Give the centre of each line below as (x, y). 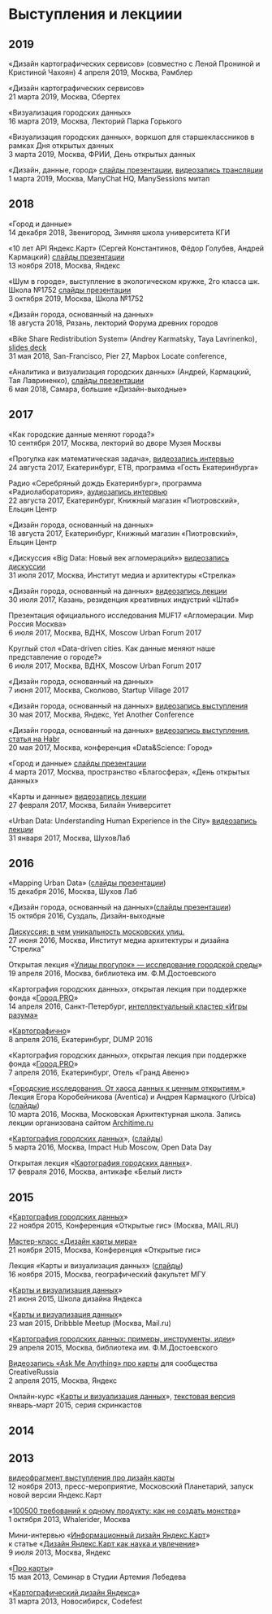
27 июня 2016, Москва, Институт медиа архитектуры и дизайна (119, 940)
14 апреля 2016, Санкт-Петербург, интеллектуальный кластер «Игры (128, 1006)
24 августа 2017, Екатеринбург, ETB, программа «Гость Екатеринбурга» (134, 467)
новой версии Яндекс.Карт (55, 1495)
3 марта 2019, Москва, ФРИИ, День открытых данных (102, 154)
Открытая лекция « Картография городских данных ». (100, 1163)
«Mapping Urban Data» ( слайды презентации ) (87, 883)
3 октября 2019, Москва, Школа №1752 (76, 299)
